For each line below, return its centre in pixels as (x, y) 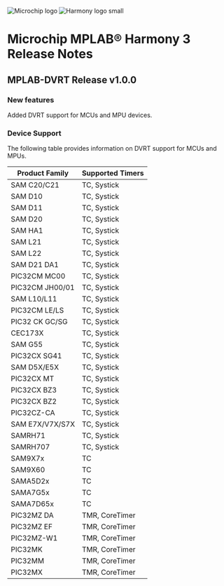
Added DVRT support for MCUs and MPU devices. (80, 115)
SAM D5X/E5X (35, 367)
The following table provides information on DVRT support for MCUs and (112, 149)
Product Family (43, 173)
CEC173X (27, 333)
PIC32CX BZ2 (34, 402)
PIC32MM (27, 561)
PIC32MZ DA (32, 515)
